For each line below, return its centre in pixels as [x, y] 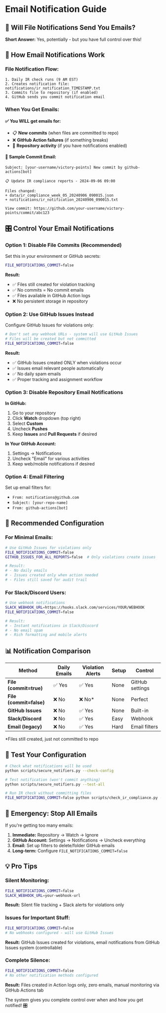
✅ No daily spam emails [37, 374]
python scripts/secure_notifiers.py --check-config [59, 771]
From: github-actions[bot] [40, 508]
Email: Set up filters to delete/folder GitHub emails [63, 846]
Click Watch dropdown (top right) [46, 418]
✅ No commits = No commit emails [48, 290]
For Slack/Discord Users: [36, 592]
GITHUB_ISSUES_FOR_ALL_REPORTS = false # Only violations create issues [80, 557]
